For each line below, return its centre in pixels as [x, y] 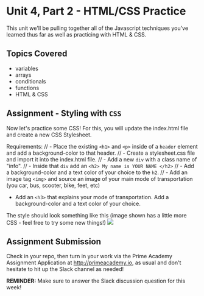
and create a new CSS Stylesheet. [49, 135]
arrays [23, 75]
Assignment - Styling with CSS [64, 114]
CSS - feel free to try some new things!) [56, 222]
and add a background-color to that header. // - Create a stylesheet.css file [101, 153]
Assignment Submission [54, 241]
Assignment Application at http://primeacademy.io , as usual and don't [94, 263]
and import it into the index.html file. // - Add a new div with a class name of [102, 159]
